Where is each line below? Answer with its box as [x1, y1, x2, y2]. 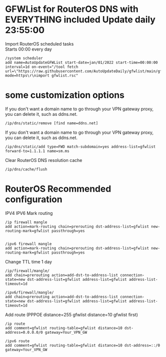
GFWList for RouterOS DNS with [5, 3, 139, 15]
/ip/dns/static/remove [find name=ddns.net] [5, 120, 98, 126]
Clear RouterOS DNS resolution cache [5, 157, 83, 163]
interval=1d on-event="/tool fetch [5, 64, 79, 69]
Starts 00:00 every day [5, 46, 52, 52]
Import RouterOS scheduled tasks [5, 41, 74, 47]
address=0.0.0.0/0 [5, 330, 43, 335]
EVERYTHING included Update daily [5, 14, 156, 25]
